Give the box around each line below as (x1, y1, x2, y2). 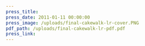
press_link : (5, 31, 36, 37)
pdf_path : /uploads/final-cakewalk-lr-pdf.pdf (5, 25, 126, 32)
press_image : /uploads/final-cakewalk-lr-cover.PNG (5, 20, 139, 26)
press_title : (5, 8, 39, 15)
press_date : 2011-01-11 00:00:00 (5, 14, 90, 20)
